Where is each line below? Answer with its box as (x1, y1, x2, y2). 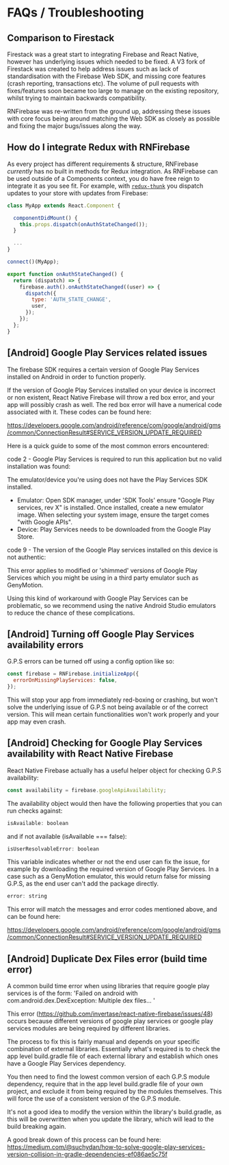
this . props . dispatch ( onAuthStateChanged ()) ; (19, 221, 148, 228)
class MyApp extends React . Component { (7, 202, 121, 209)
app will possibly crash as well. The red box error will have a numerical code (7, 400, 222, 408)
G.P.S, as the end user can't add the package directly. (7, 879, 159, 888)
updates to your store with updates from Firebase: (7, 188, 148, 197)
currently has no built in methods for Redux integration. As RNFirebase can (7, 167, 218, 175)
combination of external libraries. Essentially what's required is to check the (7, 1045, 221, 1053)
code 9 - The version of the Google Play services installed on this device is (7, 545, 219, 554)
